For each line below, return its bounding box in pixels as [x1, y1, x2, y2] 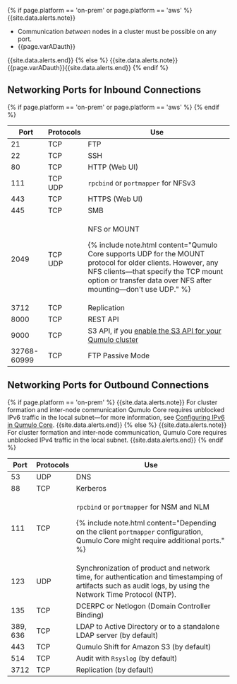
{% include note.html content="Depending [75, 518, 217, 528]
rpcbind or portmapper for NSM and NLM [75, 502, 210, 512]
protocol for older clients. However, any [87, 258, 219, 268]
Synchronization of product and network [75, 563, 210, 573]
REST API [87, 314, 119, 324]
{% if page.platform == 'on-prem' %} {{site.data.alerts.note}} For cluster [7, 398, 218, 406]
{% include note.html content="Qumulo [87, 240, 218, 250]
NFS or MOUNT [87, 224, 140, 234]
